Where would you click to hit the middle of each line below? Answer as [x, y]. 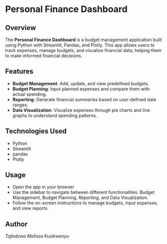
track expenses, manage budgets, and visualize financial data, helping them [83, 50]
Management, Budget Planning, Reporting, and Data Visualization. [80, 198]
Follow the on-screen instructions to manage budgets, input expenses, [85, 203]
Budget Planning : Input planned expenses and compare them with [81, 89]
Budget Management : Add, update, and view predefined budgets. [81, 83]
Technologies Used [36, 131]
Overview [21, 28]
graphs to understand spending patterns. [55, 115]
